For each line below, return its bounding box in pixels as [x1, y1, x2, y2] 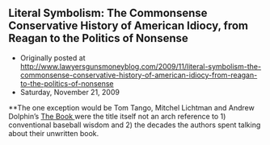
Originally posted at [19, 52, 86, 63]
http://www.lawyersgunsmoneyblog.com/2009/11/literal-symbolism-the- [19, 61, 261, 71]
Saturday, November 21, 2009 [19, 87, 120, 97]
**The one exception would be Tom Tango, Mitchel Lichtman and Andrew [8, 102, 255, 112]
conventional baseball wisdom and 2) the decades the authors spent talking [8, 120, 261, 130]
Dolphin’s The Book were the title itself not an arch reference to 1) [8, 111, 226, 121]
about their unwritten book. [8, 128, 99, 138]
